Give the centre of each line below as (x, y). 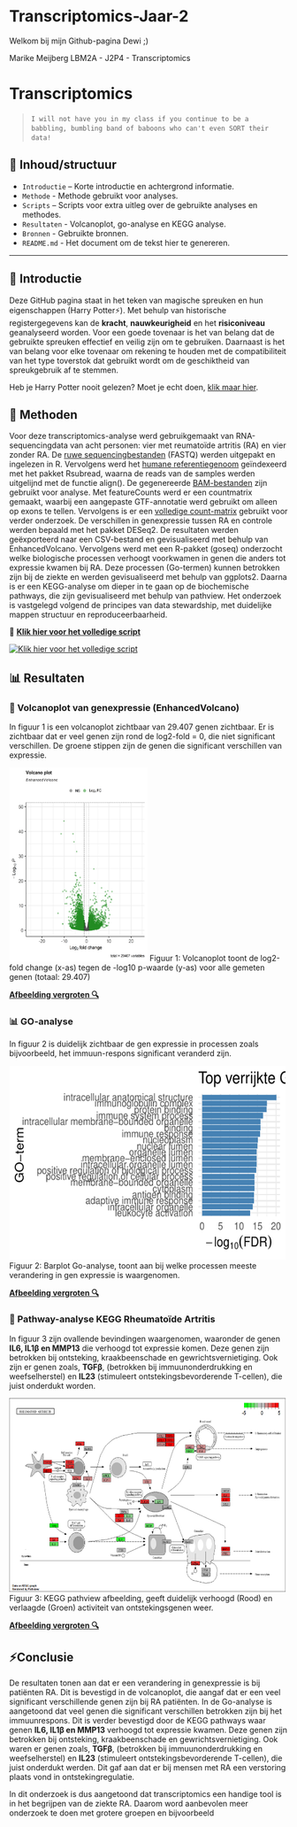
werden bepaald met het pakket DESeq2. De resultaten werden (124, 530)
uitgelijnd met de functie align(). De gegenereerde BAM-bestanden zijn (138, 483)
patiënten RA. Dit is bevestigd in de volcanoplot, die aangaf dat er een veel (145, 1692)
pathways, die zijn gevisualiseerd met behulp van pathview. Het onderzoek (145, 596)
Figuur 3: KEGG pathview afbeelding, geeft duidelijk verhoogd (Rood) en (141, 1598)
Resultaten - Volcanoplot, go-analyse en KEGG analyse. (124, 224)
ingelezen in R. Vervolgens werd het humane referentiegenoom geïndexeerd (148, 464)
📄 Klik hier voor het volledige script (75, 632)
